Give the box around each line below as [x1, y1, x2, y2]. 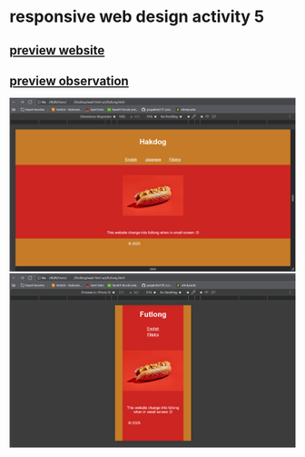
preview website [9, 43, 105, 58]
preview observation [9, 73, 129, 88]
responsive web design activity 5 [9, 6, 265, 27]
